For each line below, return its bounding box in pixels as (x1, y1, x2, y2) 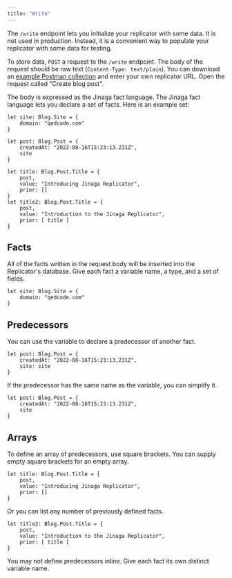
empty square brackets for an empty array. (7, 457, 129, 466)
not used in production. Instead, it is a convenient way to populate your (7, 36, 209, 45)
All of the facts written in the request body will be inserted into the (7, 260, 195, 268)
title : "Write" (7, 10, 51, 17)
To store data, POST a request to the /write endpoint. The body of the (7, 57, 204, 66)
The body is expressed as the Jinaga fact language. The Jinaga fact (7, 93, 201, 101)
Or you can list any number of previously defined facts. (7, 507, 164, 516)
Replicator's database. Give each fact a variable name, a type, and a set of (7, 268, 220, 276)
